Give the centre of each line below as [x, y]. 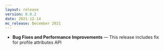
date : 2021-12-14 [23, 19]
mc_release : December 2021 [33, 23]
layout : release [22, 10]
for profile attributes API [37, 43]
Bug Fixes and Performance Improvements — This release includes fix [85, 37]
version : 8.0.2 [21, 14]
